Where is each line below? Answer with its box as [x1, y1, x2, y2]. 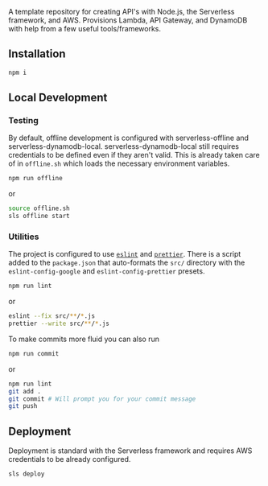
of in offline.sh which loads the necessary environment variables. [8, 159, 230, 168]
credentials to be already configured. [8, 455, 131, 464]
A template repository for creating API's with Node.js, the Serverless [8, 7, 235, 16]
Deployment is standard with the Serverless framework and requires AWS [8, 446, 253, 455]
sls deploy [8, 470, 45, 478]
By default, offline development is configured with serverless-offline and [8, 133, 249, 143]
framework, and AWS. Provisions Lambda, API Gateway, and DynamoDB [8, 15, 248, 25]
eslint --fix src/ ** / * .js [8, 312, 95, 320]
